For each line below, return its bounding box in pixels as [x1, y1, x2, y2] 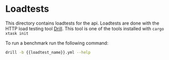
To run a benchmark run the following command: [5, 39, 109, 46]
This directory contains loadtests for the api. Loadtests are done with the [5, 20, 159, 26]
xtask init [5, 31, 29, 36]
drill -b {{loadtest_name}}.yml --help [5, 50, 91, 55]
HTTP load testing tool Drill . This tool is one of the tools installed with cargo [5, 25, 164, 31]
